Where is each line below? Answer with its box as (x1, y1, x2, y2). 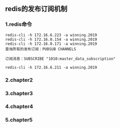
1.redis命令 (5, 21, 32, 28)
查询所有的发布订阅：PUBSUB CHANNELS (5, 46, 76, 51)
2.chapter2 (5, 76, 33, 83)
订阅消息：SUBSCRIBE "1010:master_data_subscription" (5, 56, 116, 61)
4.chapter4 (5, 103, 33, 110)
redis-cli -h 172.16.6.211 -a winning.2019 (5, 65, 97, 70)
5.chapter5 (5, 117, 33, 124)
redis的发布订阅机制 (5, 4, 67, 13)
